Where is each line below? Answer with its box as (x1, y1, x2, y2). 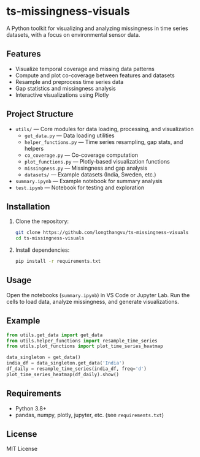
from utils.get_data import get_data (6, 332, 103, 338)
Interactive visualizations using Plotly (15, 91, 109, 99)
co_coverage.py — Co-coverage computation (24, 151, 139, 159)
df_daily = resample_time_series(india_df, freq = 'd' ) (6, 366, 147, 372)
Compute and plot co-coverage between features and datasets (15, 72, 175, 79)
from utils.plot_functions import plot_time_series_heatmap (6, 343, 164, 350)
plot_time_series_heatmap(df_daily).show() (6, 371, 120, 377)
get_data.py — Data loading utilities (24, 132, 115, 139)
